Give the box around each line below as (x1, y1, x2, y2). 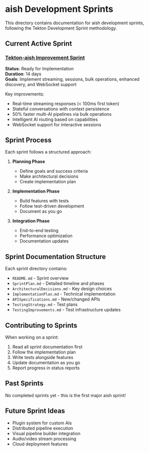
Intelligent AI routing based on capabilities (12, 116, 98, 122)
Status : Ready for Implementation (5, 65, 74, 71)
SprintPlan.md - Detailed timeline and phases (12, 281, 105, 287)
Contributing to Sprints (5, 321, 77, 330)
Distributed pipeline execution (12, 425, 74, 431)
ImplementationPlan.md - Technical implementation (12, 291, 116, 297)
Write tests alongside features (12, 354, 74, 360)
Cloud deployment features (12, 441, 68, 447)
